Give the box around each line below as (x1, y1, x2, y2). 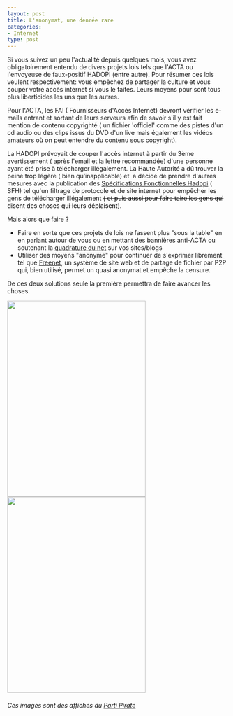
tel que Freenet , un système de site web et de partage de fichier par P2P (17, 258, 227, 267)
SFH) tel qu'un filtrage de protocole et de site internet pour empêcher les (7, 187, 217, 195)
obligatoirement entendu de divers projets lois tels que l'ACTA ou (7, 63, 194, 71)
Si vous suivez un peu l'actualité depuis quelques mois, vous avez (7, 55, 197, 64)
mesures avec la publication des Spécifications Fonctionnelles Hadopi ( (7, 179, 213, 188)
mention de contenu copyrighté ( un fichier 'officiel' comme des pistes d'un (7, 121, 224, 129)
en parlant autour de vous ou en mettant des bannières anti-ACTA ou (17, 236, 216, 245)
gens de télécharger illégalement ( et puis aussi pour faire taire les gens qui (7, 194, 224, 203)
